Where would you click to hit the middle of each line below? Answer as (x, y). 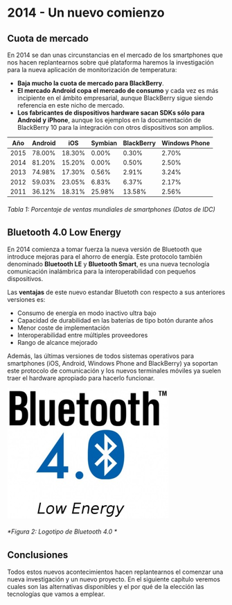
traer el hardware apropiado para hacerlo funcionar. (81, 378)
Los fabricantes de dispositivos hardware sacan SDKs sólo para (111, 113)
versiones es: (26, 299)
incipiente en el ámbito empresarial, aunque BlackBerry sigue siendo (115, 98)
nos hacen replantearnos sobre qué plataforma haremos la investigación (110, 62)
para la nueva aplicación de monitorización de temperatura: (92, 70)
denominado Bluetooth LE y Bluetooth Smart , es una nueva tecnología (108, 264)
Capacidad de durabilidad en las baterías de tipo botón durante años (115, 320)
